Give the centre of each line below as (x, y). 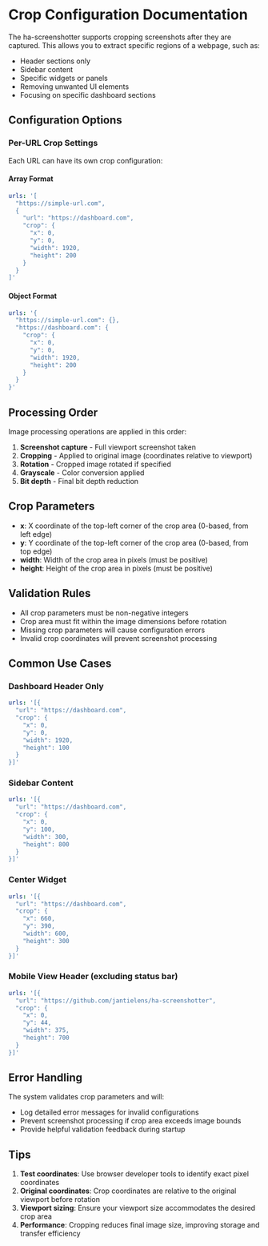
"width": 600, (46, 933)
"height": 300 (46, 941)
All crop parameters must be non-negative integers (104, 613)
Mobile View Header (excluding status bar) (93, 977)
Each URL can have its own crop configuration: (86, 160)
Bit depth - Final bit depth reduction (79, 481)
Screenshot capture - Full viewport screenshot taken (108, 447)
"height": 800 (46, 844)
